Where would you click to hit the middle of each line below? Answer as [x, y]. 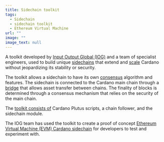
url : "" [13, 33]
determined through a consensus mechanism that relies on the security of [82, 93]
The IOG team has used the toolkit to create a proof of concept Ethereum [81, 123]
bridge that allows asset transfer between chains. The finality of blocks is [81, 88]
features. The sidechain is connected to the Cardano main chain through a [82, 82]
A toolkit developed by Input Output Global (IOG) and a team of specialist [81, 57]
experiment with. [23, 134]
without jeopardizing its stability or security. [51, 67]
